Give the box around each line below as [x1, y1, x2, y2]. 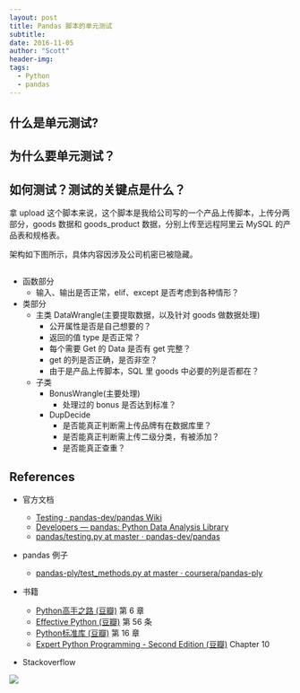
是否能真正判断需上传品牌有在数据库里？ [62, 420, 212, 431]
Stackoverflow [21, 657, 76, 668]
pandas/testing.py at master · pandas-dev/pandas [35, 531, 221, 542]
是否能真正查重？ [62, 443, 126, 453]
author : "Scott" [9, 47, 70, 56]
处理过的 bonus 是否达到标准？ [62, 399, 176, 410]
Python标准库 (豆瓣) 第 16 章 [35, 627, 141, 638]
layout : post [9, 13, 58, 22]
